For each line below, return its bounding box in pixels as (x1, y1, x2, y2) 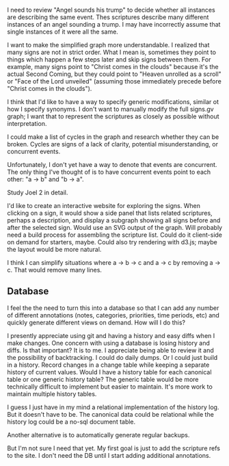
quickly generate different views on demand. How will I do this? (7, 318, 186, 326)
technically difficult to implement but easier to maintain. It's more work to (7, 383, 213, 391)
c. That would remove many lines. (7, 266, 103, 274)
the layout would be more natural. (7, 246, 102, 253)
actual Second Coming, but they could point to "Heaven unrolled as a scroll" (7, 70, 222, 78)
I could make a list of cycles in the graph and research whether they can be (7, 133, 219, 141)
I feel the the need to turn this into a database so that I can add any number (7, 304, 219, 312)
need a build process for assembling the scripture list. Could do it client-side (7, 231, 223, 239)
